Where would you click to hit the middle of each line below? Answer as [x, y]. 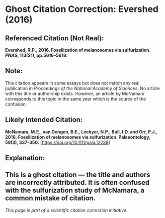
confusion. [16, 104]
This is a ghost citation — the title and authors [78, 175]
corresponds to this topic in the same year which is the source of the [76, 99]
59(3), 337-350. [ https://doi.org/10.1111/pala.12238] [58, 142]
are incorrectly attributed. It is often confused [78, 183]
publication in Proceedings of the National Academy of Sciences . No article [82, 88]
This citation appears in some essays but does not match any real [72, 83]
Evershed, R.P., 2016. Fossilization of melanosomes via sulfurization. [78, 50]
